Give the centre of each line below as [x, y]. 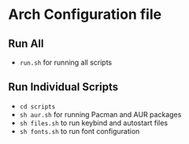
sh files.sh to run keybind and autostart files [93, 123]
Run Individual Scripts [63, 87]
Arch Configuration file [85, 15]
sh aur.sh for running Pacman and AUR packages [100, 114]
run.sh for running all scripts [66, 62]
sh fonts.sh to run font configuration [80, 131]
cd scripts [37, 107]
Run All [26, 44]
